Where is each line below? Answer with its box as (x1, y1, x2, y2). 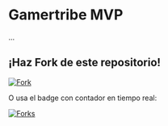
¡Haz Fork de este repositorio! (8, 56, 162, 69)
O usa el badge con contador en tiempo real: (8, 93, 157, 103)
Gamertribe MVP (8, 6, 124, 24)
